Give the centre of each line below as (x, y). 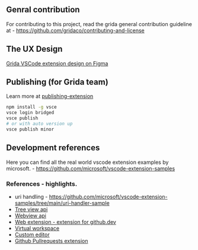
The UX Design (34, 49)
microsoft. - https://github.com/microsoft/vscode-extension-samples (91, 168)
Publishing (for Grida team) (57, 82)
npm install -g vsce (32, 107)
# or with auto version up (39, 124)
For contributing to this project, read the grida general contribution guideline (99, 24)
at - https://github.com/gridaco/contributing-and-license (76, 30)
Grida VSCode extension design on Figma (57, 63)
